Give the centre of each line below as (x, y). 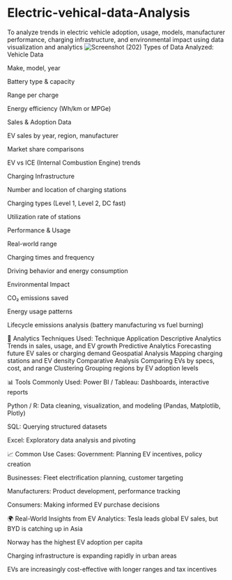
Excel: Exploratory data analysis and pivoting (71, 440)
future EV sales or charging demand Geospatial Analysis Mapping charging (115, 353)
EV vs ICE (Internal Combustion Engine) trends (74, 163)
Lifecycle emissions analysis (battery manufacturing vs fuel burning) (106, 325)
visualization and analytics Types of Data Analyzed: (110, 47)
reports (18, 392)
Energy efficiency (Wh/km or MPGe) (59, 108)
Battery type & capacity (41, 81)
